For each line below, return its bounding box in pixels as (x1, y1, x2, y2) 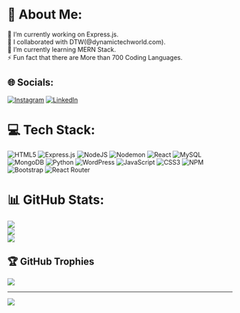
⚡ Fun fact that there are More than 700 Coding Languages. (7, 53, 183, 61)
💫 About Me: (7, 6, 83, 23)
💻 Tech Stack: (7, 121, 96, 138)
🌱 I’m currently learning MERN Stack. (7, 45, 116, 53)
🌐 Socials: (7, 76, 54, 88)
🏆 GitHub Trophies (7, 256, 95, 268)
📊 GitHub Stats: (7, 192, 105, 207)
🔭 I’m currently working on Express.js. (7, 30, 119, 39)
